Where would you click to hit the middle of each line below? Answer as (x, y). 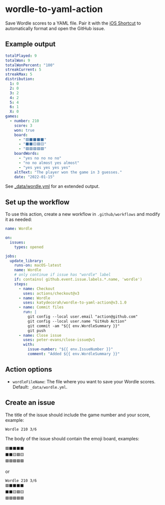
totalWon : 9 (18, 60)
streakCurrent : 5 (23, 70)
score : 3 (23, 125)
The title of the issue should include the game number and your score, (78, 415)
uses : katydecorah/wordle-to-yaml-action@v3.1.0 (75, 303)
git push (37, 331)
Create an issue (30, 403)
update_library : (27, 261)
